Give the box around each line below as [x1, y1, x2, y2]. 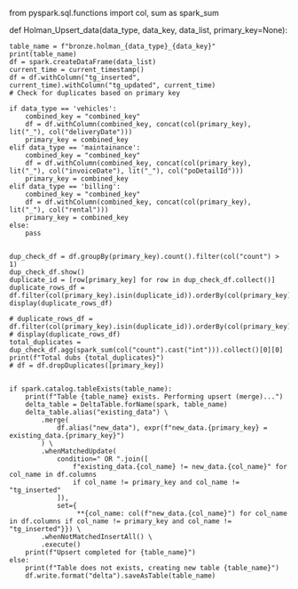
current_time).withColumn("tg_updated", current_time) [9, 81, 216, 90]
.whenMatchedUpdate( [41, 447, 117, 456]
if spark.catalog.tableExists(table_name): [9, 384, 173, 393]
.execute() [41, 540, 82, 549]
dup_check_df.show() [9, 268, 86, 277]
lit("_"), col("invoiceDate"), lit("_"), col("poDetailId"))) [9, 166, 244, 175]
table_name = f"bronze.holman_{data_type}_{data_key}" [9, 42, 216, 51]
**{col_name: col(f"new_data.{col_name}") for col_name [76, 509, 288, 518]
